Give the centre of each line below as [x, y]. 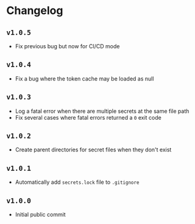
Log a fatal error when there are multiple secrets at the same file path [102, 111]
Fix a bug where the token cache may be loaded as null [84, 78]
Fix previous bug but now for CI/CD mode [67, 46]
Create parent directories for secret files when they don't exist [93, 150]
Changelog [35, 11]
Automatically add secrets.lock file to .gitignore [77, 182]
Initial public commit [40, 215]
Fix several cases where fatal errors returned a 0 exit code [88, 117]
